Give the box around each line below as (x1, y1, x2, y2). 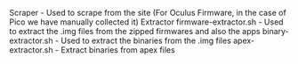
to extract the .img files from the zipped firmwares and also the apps (9, 26, 261, 36)
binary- (262, 26, 289, 36)
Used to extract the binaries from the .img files (60, 35, 231, 46)
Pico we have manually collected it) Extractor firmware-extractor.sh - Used (9, 17, 284, 27)
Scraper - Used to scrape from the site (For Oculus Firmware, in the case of (9, 8, 286, 18)
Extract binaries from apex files (60, 45, 175, 55)
